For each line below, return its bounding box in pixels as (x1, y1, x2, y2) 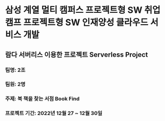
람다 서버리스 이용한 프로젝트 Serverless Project (5, 50, 148, 59)
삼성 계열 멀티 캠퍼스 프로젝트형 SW (5, 4, 143, 16)
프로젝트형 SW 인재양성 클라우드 (23, 17, 149, 28)
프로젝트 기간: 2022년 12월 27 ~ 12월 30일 (5, 110, 103, 117)
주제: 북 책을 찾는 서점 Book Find (5, 95, 80, 102)
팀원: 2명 (5, 81, 26, 88)
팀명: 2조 (5, 66, 26, 73)
